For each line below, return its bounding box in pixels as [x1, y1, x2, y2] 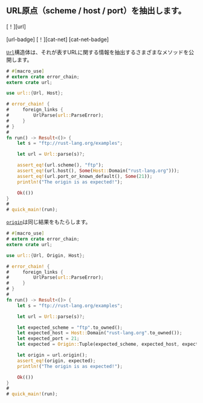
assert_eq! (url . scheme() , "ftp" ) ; [17, 162, 104, 168]
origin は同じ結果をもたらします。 [6, 218, 91, 226]
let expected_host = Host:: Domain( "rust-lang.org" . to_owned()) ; [17, 330, 182, 336]
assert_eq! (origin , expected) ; [17, 358, 96, 364]
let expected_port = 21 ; [17, 335, 80, 342]
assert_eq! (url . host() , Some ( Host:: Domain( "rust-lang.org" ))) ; [17, 168, 180, 174]
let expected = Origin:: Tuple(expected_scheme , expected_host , [17, 341, 180, 347]
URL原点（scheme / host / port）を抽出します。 [6, 5, 186, 16]
